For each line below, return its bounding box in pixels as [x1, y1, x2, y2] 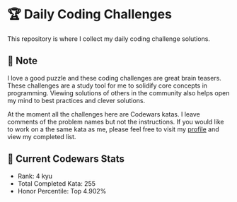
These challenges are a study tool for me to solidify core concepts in [7, 81, 207, 90]
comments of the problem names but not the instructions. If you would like [7, 117, 224, 126]
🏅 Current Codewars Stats [7, 153, 125, 165]
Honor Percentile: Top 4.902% [17, 186, 107, 195]
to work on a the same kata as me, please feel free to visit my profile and [7, 125, 219, 133]
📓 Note [7, 55, 37, 67]
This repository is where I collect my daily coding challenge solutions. [7, 34, 211, 43]
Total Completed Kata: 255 [17, 179, 96, 188]
